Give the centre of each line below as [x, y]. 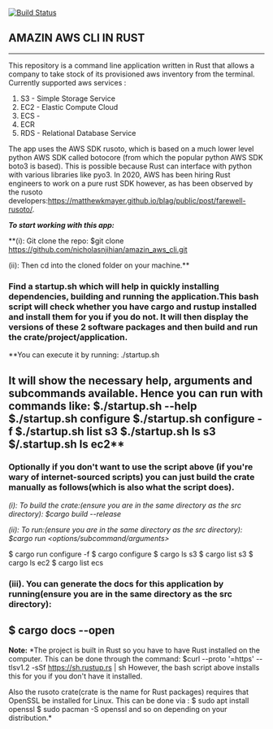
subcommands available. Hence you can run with [136, 393]
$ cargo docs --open [62, 631]
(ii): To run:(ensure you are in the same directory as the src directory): [126, 530]
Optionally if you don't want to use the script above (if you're [131, 467]
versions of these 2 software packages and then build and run [133, 327]
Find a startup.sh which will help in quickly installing [114, 286]
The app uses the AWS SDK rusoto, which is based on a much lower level [131, 148]
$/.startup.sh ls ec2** [67, 444]
